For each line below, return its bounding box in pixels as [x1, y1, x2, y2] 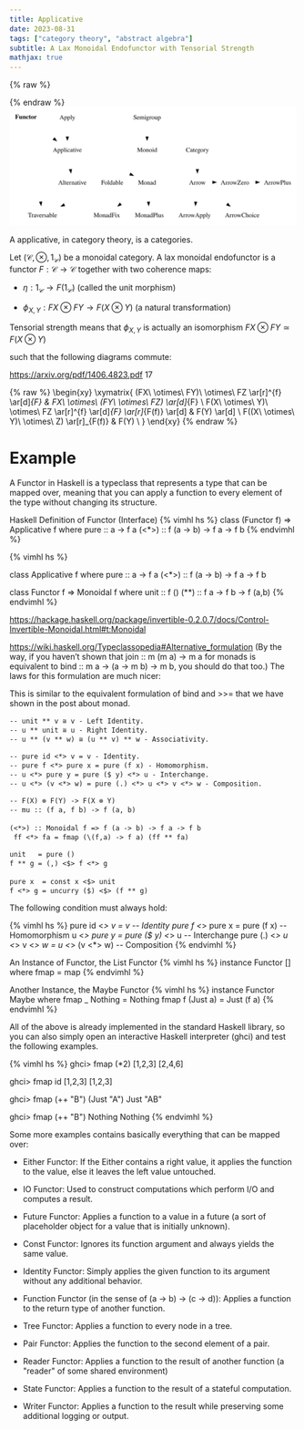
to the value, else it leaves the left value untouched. [22, 1167, 217, 1178]
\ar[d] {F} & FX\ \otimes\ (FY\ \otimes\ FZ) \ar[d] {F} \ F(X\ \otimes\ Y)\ [9, 396, 269, 407]
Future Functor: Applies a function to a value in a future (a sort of [22, 1211, 267, 1222]
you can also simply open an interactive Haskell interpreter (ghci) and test [9, 1031, 287, 1043]
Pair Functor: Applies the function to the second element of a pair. [22, 1338, 270, 1349]
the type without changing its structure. [9, 497, 157, 508]
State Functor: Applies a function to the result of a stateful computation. [22, 1384, 292, 1394]
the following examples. [9, 1041, 98, 1052]
